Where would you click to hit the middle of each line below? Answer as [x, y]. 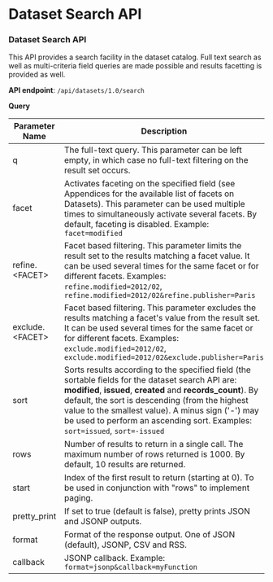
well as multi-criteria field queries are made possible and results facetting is [135, 66]
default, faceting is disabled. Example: [136, 225]
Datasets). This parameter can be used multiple [154, 204]
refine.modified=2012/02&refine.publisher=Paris [160, 295]
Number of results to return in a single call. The [154, 444]
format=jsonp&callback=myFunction [130, 567]
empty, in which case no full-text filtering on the [156, 160]
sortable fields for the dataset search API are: [150, 380]
